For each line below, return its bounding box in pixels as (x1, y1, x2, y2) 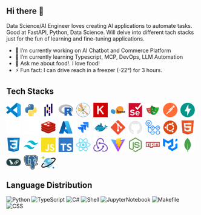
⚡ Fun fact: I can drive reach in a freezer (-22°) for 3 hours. (15, 66, 162, 73)
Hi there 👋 (6, 6, 44, 16)
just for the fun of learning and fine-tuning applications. (6, 35, 145, 42)
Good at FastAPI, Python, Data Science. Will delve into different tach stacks (6, 28, 194, 36)
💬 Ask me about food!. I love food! (15, 59, 100, 67)
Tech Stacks (6, 86, 54, 97)
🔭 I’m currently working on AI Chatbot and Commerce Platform (15, 47, 171, 54)
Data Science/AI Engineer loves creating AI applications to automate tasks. (6, 22, 193, 29)
